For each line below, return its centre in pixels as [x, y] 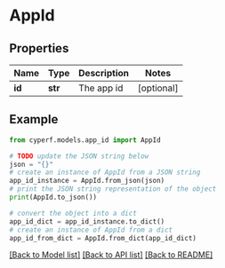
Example [34, 119]
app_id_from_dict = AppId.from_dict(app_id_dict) [103, 238]
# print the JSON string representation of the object [113, 189]
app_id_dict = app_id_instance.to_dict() [87, 221]
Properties [39, 48]
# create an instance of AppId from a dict [91, 230]
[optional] [158, 88]
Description [104, 73]
